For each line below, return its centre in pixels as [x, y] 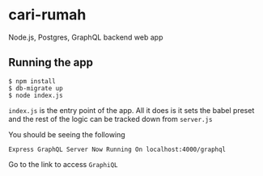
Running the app [51, 63]
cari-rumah [47, 15]
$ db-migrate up [36, 88]
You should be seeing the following [67, 134]
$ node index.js [36, 95]
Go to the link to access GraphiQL [63, 164]
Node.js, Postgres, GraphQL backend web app [86, 37]
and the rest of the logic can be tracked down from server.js [110, 119]
